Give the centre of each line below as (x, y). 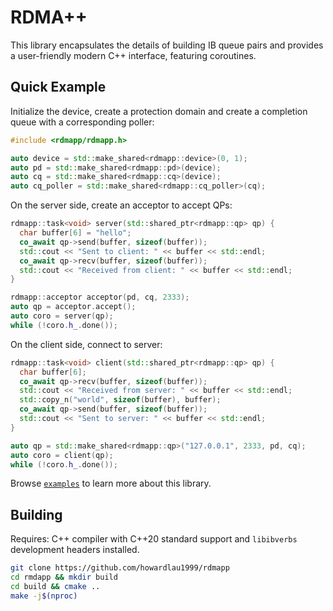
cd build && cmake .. (55, 586)
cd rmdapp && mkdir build (64, 577)
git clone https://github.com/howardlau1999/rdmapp (120, 568)
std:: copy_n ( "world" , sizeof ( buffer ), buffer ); (120, 400)
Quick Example (58, 87)
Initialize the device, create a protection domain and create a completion (159, 111)
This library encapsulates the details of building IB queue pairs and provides (167, 45)
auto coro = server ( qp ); (62, 316)
